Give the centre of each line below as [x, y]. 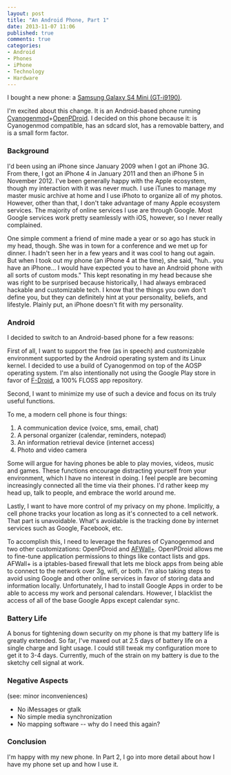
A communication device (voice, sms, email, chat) [88, 428]
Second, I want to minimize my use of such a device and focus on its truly [112, 393]
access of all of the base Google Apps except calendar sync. [94, 600]
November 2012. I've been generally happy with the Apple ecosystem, [107, 181]
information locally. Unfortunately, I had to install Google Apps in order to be [115, 585]
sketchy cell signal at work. [46, 663]
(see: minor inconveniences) [48, 695]
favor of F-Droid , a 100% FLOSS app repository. [75, 380]
